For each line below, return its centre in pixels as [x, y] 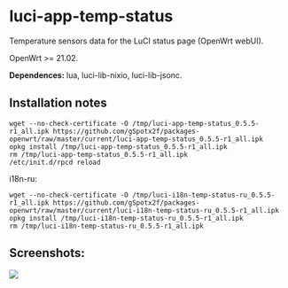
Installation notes [58, 103]
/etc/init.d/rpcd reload [55, 162]
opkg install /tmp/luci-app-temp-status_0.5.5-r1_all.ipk [118, 147]
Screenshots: [47, 253]
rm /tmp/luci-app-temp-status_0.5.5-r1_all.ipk [99, 154]
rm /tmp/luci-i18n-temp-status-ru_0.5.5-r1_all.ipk [106, 226]
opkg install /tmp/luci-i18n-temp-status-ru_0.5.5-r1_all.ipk [126, 218]
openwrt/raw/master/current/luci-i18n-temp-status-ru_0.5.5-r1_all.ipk [144, 210]
